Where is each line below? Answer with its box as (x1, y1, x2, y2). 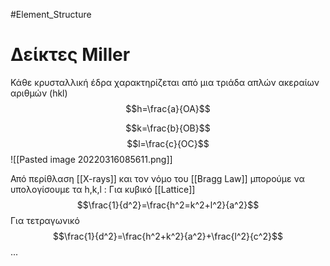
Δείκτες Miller (10, 44, 131, 66)
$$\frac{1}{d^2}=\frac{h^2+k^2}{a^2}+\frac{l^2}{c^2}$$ (53, 230, 283, 242)
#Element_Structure (10, 9, 92, 20)
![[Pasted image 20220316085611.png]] (10, 153, 173, 165)
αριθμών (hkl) (10, 87, 68, 99)
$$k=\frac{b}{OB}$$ (125, 122, 211, 134)
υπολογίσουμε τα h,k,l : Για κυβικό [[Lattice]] (10, 183, 196, 195)
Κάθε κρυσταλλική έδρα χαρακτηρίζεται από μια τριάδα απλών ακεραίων (10, 76, 320, 88)
